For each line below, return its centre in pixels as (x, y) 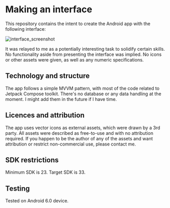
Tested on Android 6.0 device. (37, 201)
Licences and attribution (45, 116)
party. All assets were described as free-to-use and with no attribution (79, 133)
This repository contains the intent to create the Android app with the (78, 24)
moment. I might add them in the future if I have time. (61, 99)
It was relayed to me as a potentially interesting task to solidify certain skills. (85, 49)
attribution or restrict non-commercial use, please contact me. (71, 144)
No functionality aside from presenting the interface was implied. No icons (83, 54)
